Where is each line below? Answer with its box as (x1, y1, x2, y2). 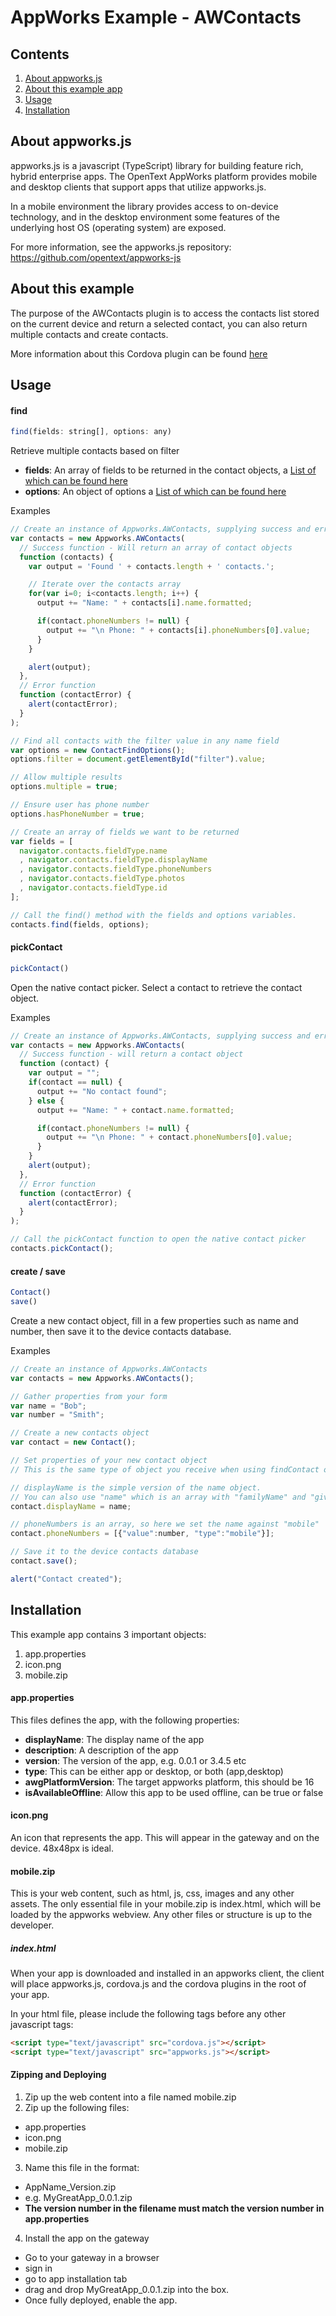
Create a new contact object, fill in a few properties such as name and (10, 1314, 299, 1326)
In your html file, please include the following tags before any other (10, 2008, 287, 2020)
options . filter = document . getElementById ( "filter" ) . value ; (10, 754, 267, 765)
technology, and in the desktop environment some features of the (10, 211, 280, 223)
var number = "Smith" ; (10, 1410, 105, 1420)
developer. (10, 1919, 55, 1931)
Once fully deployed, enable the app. (24, 2294, 178, 2306)
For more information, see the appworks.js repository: (10, 241, 232, 253)
